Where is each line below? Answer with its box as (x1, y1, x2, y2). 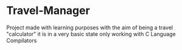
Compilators (6, 37, 37, 44)
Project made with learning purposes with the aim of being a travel (6, 24, 173, 31)
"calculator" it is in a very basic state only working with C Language (6, 30, 176, 37)
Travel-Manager (6, 4, 90, 18)
